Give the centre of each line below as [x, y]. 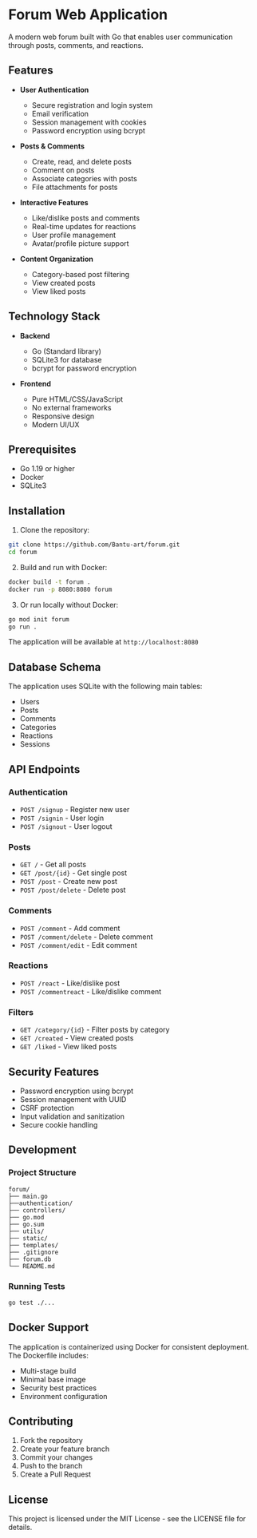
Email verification [60, 113]
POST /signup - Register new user [75, 809]
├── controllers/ [37, 1210]
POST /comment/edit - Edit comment [78, 945]
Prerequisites [42, 449]
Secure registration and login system [92, 105]
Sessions [35, 744]
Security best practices [58, 1388]
